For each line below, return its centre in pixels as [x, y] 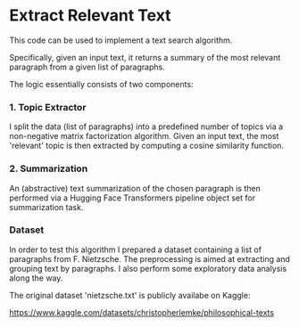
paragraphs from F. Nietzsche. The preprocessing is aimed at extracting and [149, 258]
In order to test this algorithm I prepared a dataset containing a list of [135, 249]
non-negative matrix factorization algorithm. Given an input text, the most [144, 136]
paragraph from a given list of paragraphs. [87, 67]
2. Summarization [49, 168]
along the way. [36, 278]
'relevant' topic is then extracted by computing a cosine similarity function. [146, 146]
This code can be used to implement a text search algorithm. [121, 40]
